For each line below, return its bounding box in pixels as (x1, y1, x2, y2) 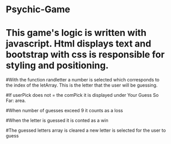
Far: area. (6, 97, 26, 104)
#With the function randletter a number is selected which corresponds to (6, 77, 160, 83)
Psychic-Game (6, 4, 71, 15)
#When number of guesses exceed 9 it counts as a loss (6, 108, 123, 114)
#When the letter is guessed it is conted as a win (6, 117, 109, 124)
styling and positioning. (6, 60, 109, 71)
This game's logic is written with (6, 27, 147, 39)
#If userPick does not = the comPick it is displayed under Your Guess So (6, 92, 159, 98)
